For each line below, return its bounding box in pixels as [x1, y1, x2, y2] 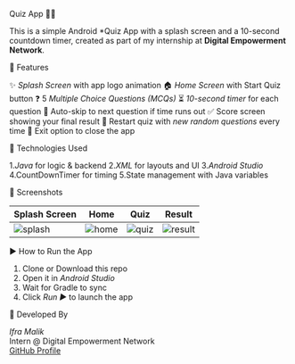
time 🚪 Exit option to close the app [9, 126, 135, 136]
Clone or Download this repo [21, 263, 127, 274]
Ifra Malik [9, 327, 45, 336]
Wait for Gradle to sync [21, 282, 107, 293]
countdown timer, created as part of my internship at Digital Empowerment [9, 36, 287, 45]
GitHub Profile [9, 345, 61, 356]
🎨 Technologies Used [9, 143, 87, 153]
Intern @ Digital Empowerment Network [9, 335, 155, 346]
